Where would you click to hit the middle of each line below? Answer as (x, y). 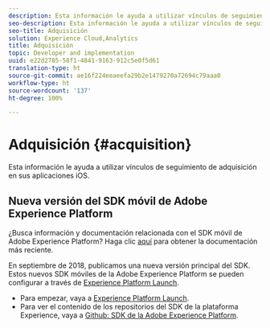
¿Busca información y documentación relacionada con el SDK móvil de (125, 233)
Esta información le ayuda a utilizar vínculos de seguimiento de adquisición (133, 167)
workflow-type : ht (39, 83)
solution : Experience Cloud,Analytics (73, 38)
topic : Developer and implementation (72, 53)
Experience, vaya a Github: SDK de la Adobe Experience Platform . (129, 315)
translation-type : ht (45, 68)
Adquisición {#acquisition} (100, 145)
